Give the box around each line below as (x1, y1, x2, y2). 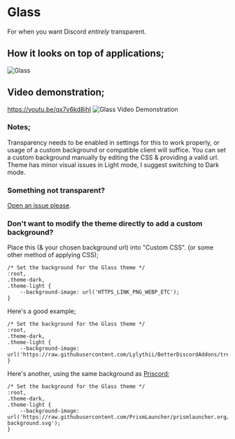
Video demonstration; (7, 87, 105, 99)
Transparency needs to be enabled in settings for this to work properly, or (7, 138, 220, 147)
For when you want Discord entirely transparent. (7, 27, 147, 36)
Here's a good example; (7, 307, 76, 315)
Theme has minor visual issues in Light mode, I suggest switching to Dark (7, 160, 220, 168)
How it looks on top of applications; (7, 48, 164, 59)
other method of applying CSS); (7, 251, 99, 259)
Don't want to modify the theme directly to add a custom (7, 219, 203, 229)
